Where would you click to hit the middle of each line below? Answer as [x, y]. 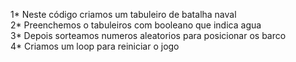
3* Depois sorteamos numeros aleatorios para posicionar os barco [148, 35]
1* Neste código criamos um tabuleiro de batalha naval [123, 14]
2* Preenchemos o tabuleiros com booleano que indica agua [136, 25]
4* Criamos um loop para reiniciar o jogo [95, 46]
